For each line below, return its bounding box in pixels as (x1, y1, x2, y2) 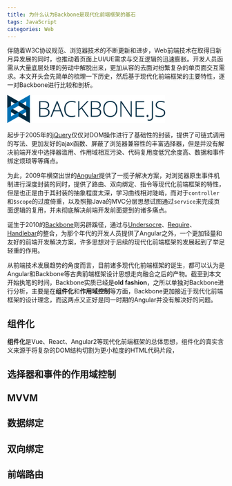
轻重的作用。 (7, 246, 43, 255)
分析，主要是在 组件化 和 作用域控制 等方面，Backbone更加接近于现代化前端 (12, 287, 224, 295)
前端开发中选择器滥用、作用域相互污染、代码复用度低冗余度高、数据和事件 (12, 148, 225, 157)
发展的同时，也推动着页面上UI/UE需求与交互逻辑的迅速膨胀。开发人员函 (19, 55, 224, 64)
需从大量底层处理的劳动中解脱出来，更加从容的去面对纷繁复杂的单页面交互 (7, 64, 219, 72)
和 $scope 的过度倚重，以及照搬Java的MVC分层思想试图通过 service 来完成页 (7, 197, 220, 206)
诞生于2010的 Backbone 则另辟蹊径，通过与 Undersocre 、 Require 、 (7, 221, 196, 229)
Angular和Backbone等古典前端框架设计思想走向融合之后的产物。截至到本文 (7, 270, 222, 278)
